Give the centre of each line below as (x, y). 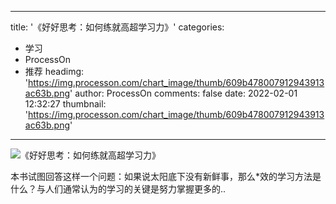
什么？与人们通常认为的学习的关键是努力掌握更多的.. (118, 189)
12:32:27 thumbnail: (65, 104)
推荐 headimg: (54, 71)
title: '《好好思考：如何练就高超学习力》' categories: (117, 27)
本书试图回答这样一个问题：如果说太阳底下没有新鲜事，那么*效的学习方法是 (166, 176)
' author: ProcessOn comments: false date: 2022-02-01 (183, 93)
